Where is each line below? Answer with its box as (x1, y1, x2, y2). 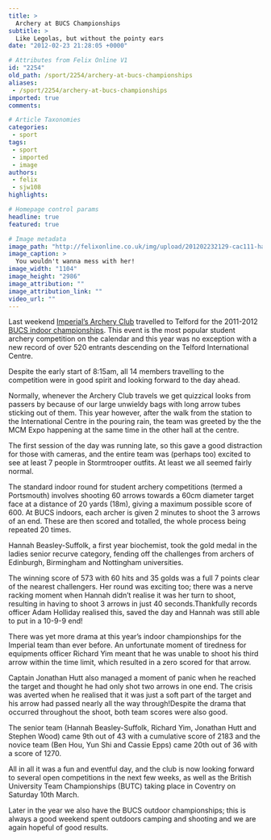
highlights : (8, 191, 48, 199)
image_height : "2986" (8, 272, 81, 281)
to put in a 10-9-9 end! (8, 616, 83, 626)
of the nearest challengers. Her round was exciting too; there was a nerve (8, 582, 253, 592)
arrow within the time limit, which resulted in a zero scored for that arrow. (8, 658, 252, 667)
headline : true (8, 213, 60, 221)
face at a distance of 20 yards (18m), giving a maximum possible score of (8, 499, 252, 509)
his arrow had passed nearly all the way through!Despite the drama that (8, 699, 246, 709)
